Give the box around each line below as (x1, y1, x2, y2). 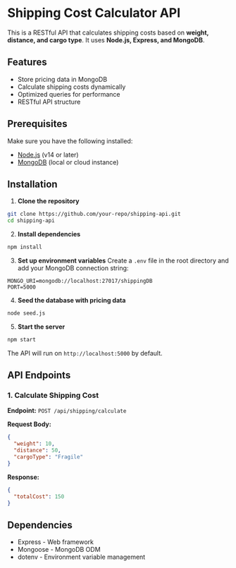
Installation (7, 178, 58, 190)
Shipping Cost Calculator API (7, 5, 181, 21)
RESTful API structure (17, 97, 81, 106)
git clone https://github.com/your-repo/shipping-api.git (7, 210, 181, 218)
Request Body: (7, 420, 51, 428)
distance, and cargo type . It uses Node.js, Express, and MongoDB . (7, 35, 205, 44)
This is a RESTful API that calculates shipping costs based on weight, (7, 28, 209, 37)
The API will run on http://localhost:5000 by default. (7, 349, 163, 357)
